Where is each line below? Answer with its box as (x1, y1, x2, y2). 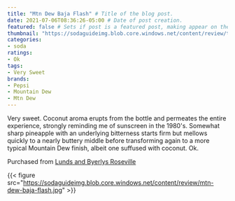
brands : (7, 75, 30, 83)
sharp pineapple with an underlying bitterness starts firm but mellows (7, 129, 208, 137)
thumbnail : (7, 29, 39, 37)
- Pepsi (7, 82, 30, 89)
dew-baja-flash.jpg (7, 186, 63, 194)
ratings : (7, 50, 33, 57)
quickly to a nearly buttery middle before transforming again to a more (7, 137, 210, 144)
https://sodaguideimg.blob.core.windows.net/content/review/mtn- (23, 179, 214, 186)
